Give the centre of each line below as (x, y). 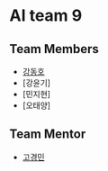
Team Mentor (48, 135)
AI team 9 (46, 16)
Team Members (54, 49)
